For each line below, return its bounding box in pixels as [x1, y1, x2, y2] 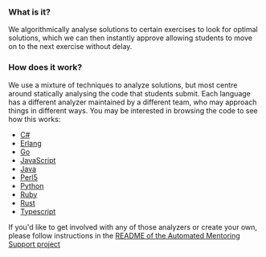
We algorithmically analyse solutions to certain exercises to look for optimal [8, 25, 259, 35]
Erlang [19, 138, 42, 148]
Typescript [19, 206, 56, 216]
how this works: [8, 114, 61, 124]
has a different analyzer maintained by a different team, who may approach [8, 97, 257, 107]
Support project [8, 239, 60, 249]
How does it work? [8, 62, 83, 73]
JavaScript [19, 155, 56, 165]
